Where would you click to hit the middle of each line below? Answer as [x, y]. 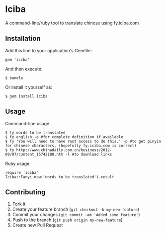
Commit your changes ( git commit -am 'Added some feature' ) [76, 215]
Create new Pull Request [38, 225]
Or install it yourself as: [29, 87]
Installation [23, 39]
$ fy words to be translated [35, 133]
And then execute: [24, 69]
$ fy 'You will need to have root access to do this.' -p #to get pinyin [83, 141]
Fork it [19, 204]
